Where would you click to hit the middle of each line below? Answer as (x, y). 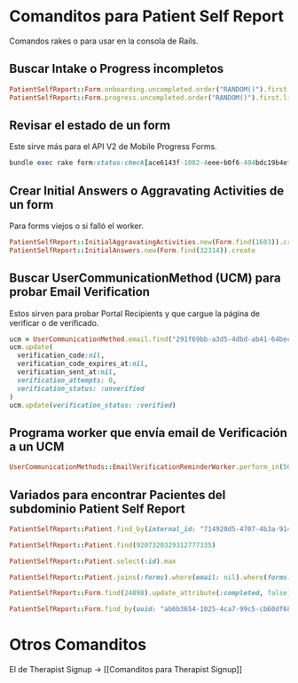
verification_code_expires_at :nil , (83, 364)
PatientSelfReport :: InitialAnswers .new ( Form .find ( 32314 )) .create (132, 250)
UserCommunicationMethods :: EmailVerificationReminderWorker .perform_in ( (146, 467)
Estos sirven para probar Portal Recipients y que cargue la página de (135, 314)
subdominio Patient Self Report (97, 508)
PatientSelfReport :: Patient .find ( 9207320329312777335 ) (113, 545)
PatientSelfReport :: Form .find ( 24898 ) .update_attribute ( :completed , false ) (150, 593)
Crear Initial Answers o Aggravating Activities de (147, 191)
